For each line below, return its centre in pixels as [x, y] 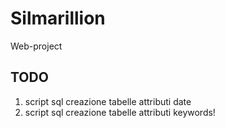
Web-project [36, 46]
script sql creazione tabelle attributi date [108, 101]
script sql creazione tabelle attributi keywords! [120, 112]
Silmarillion [58, 18]
